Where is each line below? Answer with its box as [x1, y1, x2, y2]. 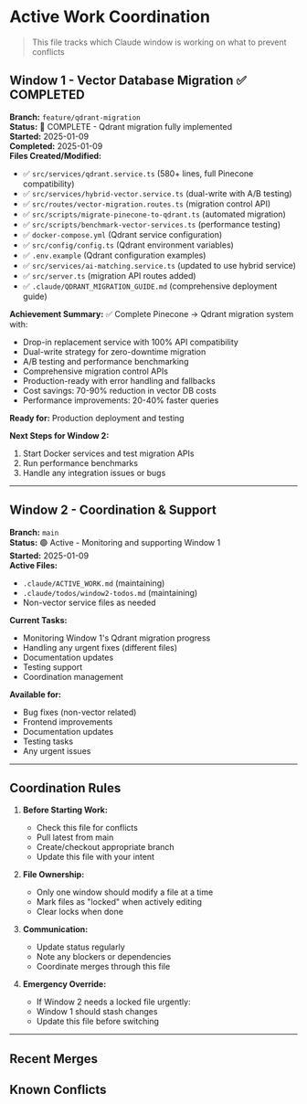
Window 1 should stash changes [36, 1006, 158, 1017]
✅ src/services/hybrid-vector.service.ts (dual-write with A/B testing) [22, 187, 292, 198]
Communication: [22, 924, 89, 935]
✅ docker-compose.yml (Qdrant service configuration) [22, 228, 223, 239]
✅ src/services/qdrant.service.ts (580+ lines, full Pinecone [22, 167, 254, 179]
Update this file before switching [36, 1016, 160, 1027]
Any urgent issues [22, 745, 91, 756]
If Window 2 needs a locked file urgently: [36, 996, 191, 1007]
